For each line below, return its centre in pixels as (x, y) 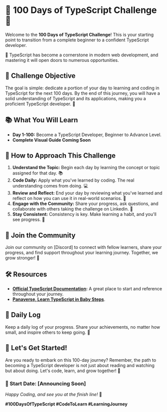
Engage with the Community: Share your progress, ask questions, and (85, 204)
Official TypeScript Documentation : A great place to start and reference (87, 289)
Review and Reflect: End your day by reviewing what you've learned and (87, 193)
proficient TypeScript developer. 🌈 (40, 104)
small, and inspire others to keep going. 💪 (48, 332)
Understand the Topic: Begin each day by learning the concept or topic (86, 168)
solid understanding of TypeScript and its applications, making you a (76, 98)
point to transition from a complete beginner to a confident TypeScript (77, 40)
